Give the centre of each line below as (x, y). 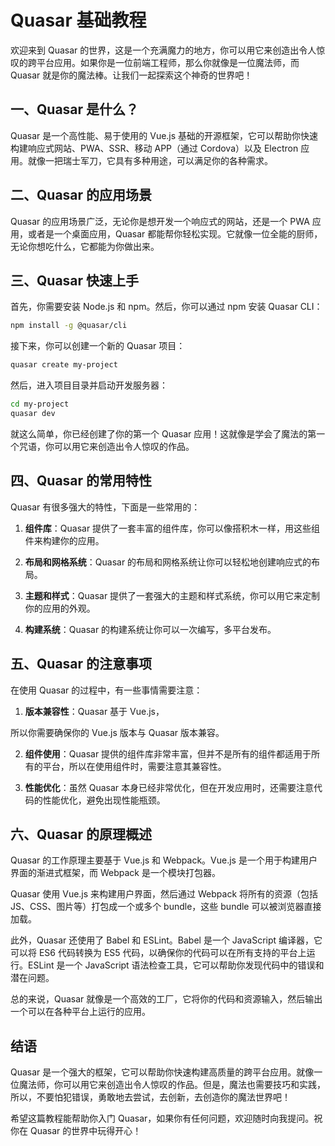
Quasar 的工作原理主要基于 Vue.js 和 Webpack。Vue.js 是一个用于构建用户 (164, 860)
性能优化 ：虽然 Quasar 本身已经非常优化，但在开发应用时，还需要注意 (169, 787)
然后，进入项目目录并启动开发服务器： (89, 385)
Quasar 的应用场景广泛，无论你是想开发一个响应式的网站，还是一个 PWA (160, 221)
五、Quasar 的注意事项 (81, 664)
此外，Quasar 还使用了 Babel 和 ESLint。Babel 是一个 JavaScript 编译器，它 (166, 940)
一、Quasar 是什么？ (75, 109)
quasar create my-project (64, 365)
